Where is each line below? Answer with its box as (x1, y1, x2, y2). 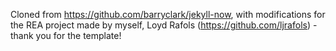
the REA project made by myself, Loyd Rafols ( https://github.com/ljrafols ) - (10, 19, 318, 31)
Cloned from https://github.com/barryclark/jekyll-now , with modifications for (10, 9, 326, 20)
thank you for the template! (10, 30, 122, 41)
